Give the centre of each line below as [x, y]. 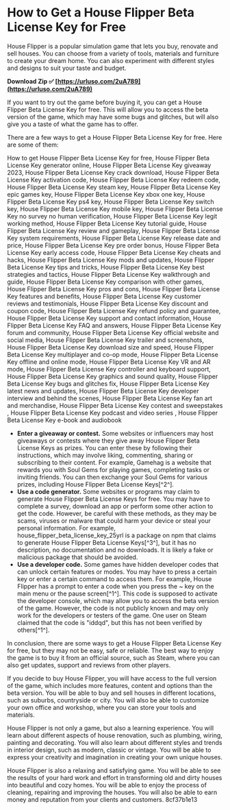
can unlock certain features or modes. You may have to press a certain [117, 572]
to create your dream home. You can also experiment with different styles [111, 60]
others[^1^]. [33, 630]
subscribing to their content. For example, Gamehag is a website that [114, 462]
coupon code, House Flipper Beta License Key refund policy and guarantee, [114, 310]
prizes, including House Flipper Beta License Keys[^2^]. [95, 484]
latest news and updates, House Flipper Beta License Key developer [103, 391]
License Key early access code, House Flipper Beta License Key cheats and [114, 252]
